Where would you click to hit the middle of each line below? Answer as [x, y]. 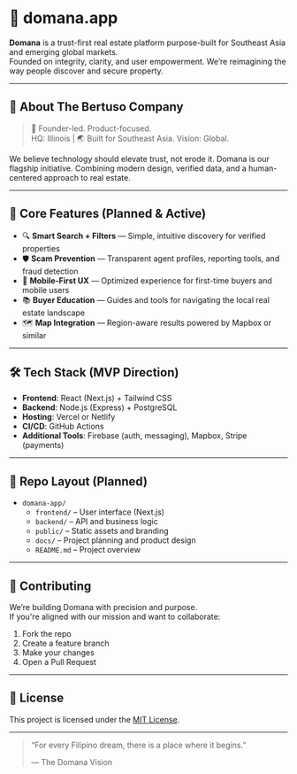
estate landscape [53, 313]
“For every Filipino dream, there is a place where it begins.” [138, 745]
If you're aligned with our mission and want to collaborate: [115, 616]
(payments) [43, 445]
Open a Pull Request [59, 662]
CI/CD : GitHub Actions [63, 426]
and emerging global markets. [64, 51]
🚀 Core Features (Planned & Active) [108, 214]
